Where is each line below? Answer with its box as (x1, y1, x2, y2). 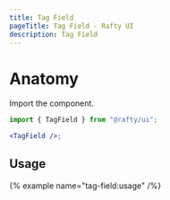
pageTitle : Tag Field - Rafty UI (9, 22, 134, 30)
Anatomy (9, 68, 79, 89)
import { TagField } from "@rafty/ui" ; (9, 116, 158, 125)
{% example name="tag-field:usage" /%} (9, 180, 162, 191)
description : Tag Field (9, 30, 98, 39)
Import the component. (9, 98, 94, 109)
